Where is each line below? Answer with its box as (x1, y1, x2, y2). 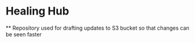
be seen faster (5, 30, 42, 38)
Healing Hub (5, 4, 70, 18)
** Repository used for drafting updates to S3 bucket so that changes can (5, 24, 190, 31)
